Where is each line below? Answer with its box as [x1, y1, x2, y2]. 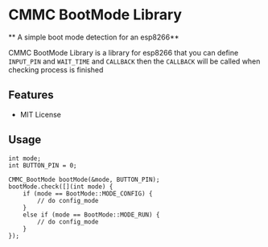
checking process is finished [8, 64, 104, 74]
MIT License [19, 109, 62, 119]
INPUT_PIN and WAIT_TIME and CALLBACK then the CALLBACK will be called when [8, 56, 261, 66]
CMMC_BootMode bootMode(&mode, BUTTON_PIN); [8, 175, 160, 183]
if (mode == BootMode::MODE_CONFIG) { [23, 189, 153, 198]
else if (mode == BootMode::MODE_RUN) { [23, 211, 160, 219]
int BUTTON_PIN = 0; [8, 161, 78, 170]
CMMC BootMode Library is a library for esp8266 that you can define [8, 47, 239, 57]
